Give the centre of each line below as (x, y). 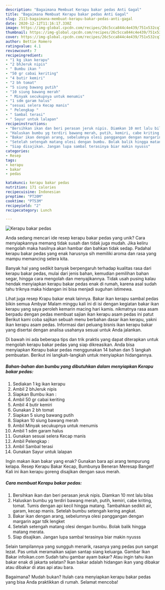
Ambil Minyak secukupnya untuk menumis (55, 426)
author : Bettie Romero (29, 42)
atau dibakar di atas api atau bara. (40, 567)
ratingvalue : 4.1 (23, 46)
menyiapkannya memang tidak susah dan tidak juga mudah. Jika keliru (77, 243)
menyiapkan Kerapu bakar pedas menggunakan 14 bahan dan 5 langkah (78, 350)
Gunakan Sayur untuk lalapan (42, 452)
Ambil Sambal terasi (33, 447)
